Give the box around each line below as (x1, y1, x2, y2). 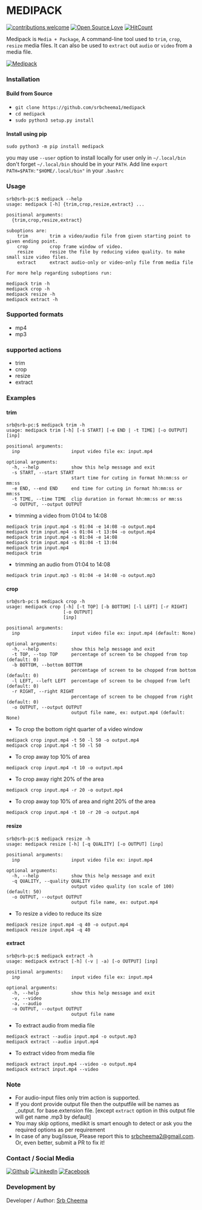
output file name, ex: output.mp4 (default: (71, 710, 186, 716)
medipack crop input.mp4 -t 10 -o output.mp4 (6, 765, 123, 771)
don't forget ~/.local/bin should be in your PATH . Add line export (6, 161, 168, 168)
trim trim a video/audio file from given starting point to (17, 233, 191, 239)
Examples (6, 394, 36, 402)
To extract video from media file (15, 1049, 95, 1056)
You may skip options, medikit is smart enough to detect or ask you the (15, 1120, 192, 1127)
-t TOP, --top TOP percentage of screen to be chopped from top (11, 651, 188, 658)
